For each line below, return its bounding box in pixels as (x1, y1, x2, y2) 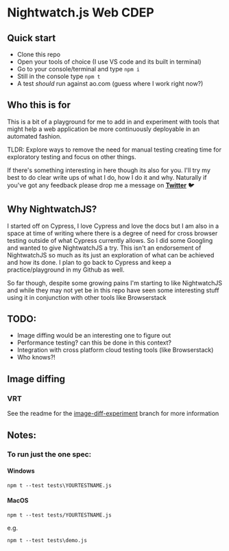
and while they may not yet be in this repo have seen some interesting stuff (7, 286, 219, 294)
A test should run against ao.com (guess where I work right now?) (16, 80, 204, 87)
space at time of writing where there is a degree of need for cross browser (7, 228, 218, 237)
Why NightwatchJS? (7, 204, 97, 215)
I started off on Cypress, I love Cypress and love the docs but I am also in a (7, 222, 219, 230)
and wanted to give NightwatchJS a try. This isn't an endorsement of (7, 244, 202, 252)
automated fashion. (7, 132, 62, 140)
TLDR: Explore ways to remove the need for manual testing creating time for (7, 145, 221, 154)
